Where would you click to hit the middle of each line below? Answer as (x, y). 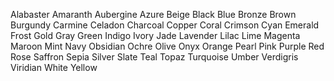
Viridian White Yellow (54, 67)
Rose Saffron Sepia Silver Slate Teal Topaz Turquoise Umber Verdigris (154, 57)
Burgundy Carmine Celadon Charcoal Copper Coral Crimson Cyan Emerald (165, 25)
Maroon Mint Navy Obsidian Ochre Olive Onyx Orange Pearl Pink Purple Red (167, 46)
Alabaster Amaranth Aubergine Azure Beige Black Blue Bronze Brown (153, 14)
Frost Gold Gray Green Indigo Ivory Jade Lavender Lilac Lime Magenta (155, 35)
